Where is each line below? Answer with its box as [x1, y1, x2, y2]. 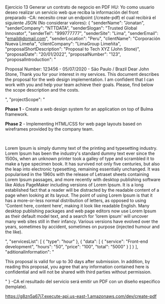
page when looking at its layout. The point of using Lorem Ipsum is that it [5, 192, 153, 198]
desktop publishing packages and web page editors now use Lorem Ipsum [5, 208, 157, 214]
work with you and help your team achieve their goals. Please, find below [5, 82, 154, 88]
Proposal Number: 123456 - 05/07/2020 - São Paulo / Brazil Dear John [5, 66, 149, 72]
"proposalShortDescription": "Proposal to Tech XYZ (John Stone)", [5, 46, 140, 52]
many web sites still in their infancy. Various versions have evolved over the [5, 219, 159, 224]
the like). [5, 229, 23, 235]
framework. [5, 111, 29, 117]
